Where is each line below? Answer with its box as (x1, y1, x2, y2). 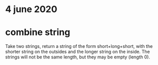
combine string (5, 27, 71, 38)
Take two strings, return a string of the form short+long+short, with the (5, 43, 153, 49)
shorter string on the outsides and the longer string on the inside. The (5, 49, 150, 55)
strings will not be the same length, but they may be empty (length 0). (5, 54, 150, 60)
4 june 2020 (5, 4, 58, 15)
